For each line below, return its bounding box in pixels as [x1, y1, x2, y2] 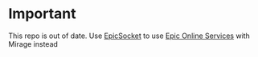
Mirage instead [8, 39, 59, 48]
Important [8, 5, 76, 23]
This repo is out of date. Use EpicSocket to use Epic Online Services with [8, 31, 251, 40]
